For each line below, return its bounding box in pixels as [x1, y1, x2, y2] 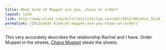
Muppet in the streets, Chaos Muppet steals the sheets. [5, 40, 118, 46]
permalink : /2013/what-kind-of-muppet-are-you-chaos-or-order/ [5, 21, 138, 26]
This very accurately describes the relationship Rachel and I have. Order [5, 34, 152, 40]
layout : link [5, 12, 32, 17]
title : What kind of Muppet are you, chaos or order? [5, 7, 119, 12]
